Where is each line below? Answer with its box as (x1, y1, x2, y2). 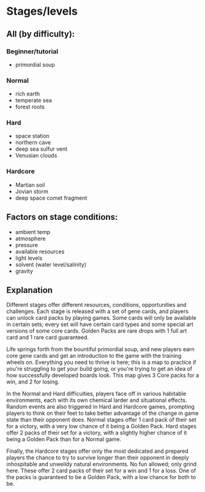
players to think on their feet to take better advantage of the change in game (6, 409, 199, 417)
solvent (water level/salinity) (15, 260, 87, 268)
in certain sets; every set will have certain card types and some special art (6, 320, 194, 328)
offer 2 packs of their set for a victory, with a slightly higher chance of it (6, 429, 187, 436)
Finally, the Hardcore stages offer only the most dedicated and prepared (6, 447, 188, 455)
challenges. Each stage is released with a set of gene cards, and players (6, 308, 188, 315)
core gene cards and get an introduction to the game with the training (6, 352, 182, 360)
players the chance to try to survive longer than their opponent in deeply (6, 454, 190, 461)
